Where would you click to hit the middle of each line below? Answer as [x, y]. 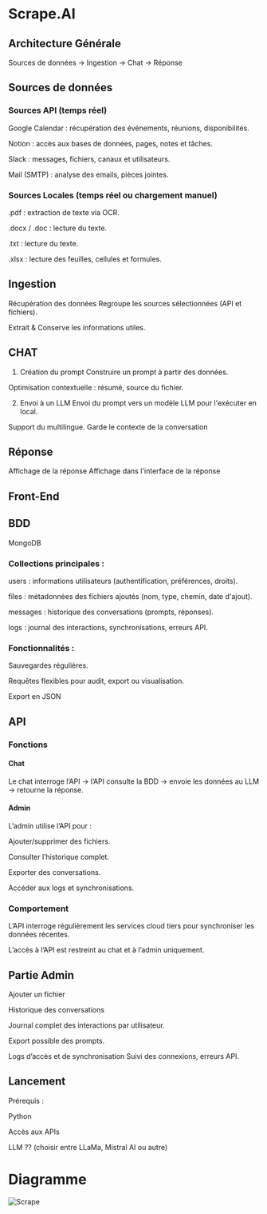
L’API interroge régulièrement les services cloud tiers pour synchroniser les [132, 926]
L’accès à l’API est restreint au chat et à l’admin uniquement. [106, 950]
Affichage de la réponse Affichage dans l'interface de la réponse [114, 471]
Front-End [34, 496]
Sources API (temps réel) [58, 110]
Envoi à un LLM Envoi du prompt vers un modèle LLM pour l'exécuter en [138, 403]
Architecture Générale [65, 44]
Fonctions [28, 745]
